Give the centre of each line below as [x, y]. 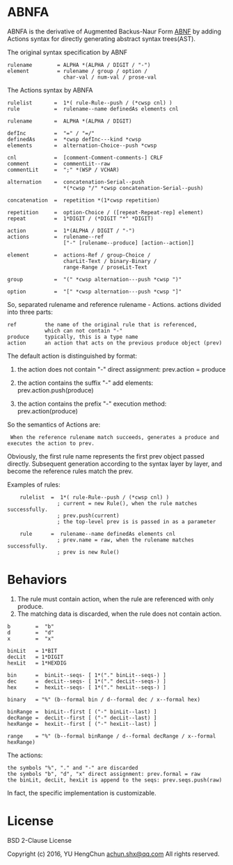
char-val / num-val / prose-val [110, 77]
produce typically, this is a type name [73, 337]
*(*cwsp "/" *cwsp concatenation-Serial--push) [133, 188]
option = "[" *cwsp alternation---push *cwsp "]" [95, 292]
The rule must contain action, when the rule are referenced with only [115, 598]
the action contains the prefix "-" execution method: [92, 404]
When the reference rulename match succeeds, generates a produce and [114, 437]
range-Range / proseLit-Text [105, 267]
